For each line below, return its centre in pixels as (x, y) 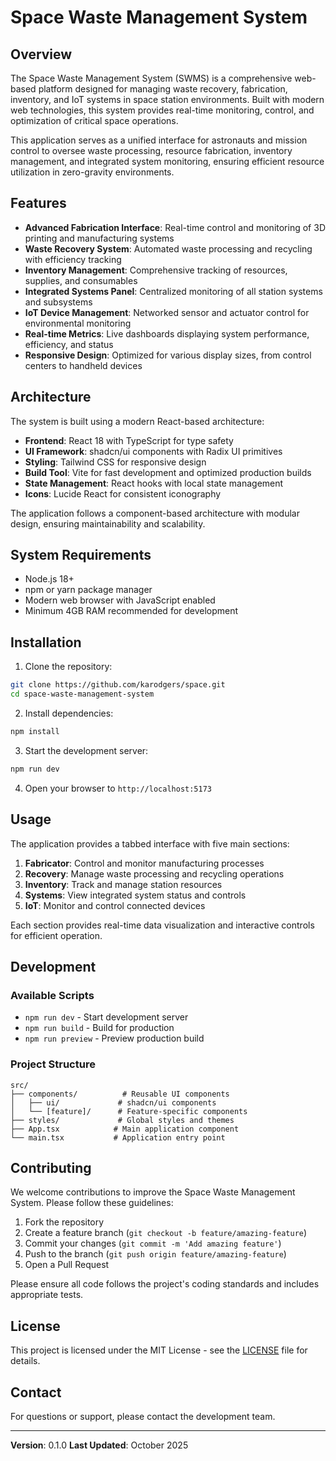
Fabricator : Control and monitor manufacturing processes (144, 863)
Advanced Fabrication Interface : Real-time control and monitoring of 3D (175, 227)
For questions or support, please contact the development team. (143, 1416)
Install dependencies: (69, 713)
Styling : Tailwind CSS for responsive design (115, 462)
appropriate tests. (47, 1295)
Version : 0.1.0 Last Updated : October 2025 (99, 1445)
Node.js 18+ (49, 579)
